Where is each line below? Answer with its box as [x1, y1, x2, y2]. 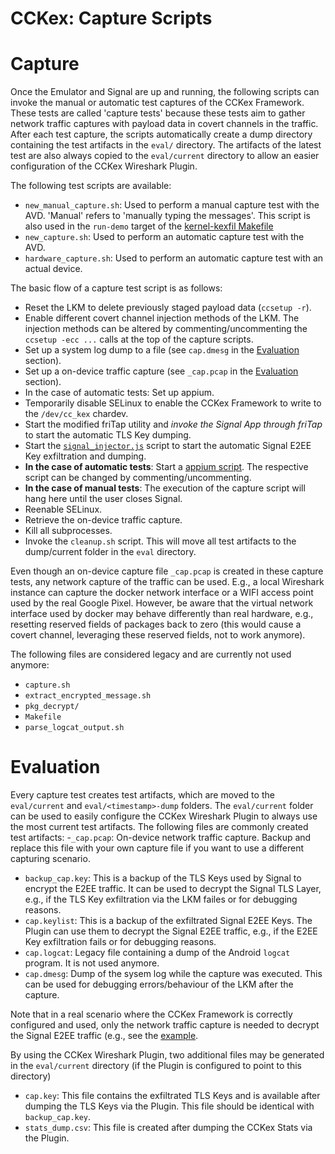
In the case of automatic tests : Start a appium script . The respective [24, 461, 309, 473]
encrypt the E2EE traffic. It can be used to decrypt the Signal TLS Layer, [24, 883, 322, 895]
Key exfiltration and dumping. [24, 450, 147, 462]
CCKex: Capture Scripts [10, 7, 213, 30]
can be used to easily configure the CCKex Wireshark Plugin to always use [10, 810, 318, 822]
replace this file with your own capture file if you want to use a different [10, 842, 305, 854]
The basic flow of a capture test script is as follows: [10, 282, 223, 294]
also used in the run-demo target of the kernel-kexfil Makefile [24, 220, 274, 232]
